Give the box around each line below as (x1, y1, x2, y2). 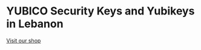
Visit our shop (6, 37, 41, 44)
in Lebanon (6, 17, 64, 31)
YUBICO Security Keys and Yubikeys (6, 4, 195, 18)
